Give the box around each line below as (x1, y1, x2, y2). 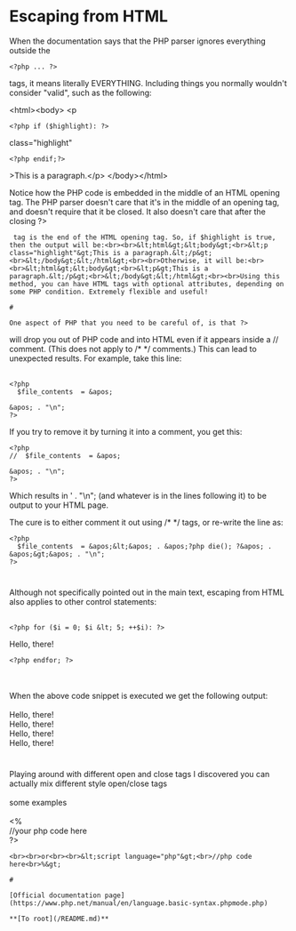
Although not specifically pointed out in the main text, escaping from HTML (9, 587, 284, 598)
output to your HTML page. (9, 500, 109, 510)
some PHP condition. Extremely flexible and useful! (9, 287, 209, 296)
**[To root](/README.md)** (9, 914, 109, 924)
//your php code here (9, 825, 87, 837)
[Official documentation (9, 891, 101, 900)
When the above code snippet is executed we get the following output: (9, 691, 268, 702)
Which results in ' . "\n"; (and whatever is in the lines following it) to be (9, 490, 267, 501)
